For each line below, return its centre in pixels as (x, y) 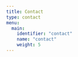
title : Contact (25, 12)
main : (18, 28)
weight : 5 (29, 45)
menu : (13, 23)
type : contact (24, 17)
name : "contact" (37, 39)
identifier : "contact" (45, 34)
